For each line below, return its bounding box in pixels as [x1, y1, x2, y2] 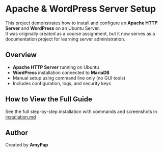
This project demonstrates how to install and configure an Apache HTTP [5, 20, 158, 26]
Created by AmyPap [5, 142, 48, 148]
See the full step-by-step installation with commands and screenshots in [5, 108, 157, 114]
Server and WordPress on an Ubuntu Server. [5, 25, 100, 31]
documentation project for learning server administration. [5, 36, 126, 42]
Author [5, 128, 28, 137]
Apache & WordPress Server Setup [5, 3, 156, 15]
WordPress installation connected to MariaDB [12, 69, 110, 75]
